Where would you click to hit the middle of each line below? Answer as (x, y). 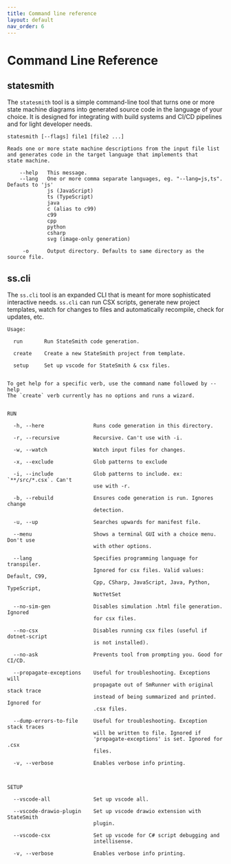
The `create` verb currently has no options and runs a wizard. (101, 396)
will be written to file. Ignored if (147, 733)
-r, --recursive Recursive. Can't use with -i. (98, 438)
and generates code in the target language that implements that (102, 155)
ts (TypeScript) (70, 197)
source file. (26, 257)
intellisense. (113, 842)
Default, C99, (27, 577)
